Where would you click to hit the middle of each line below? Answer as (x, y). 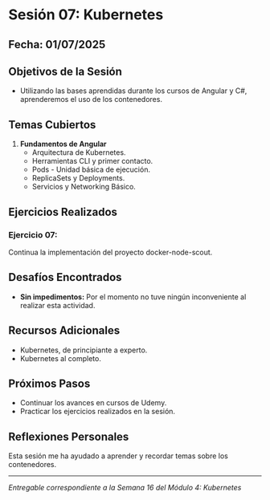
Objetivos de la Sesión (65, 71)
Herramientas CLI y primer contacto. (92, 161)
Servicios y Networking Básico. (84, 187)
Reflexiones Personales (69, 436)
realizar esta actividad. (57, 305)
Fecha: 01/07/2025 (57, 45)
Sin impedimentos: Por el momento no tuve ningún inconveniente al (133, 297)
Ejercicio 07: (33, 234)
